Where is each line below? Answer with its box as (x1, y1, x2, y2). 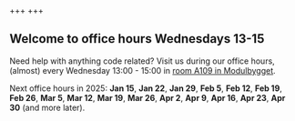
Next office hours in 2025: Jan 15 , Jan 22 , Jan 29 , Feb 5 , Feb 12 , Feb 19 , (9, 83, 282, 94)
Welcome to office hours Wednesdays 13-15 (9, 31, 265, 46)
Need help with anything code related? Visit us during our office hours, (9, 55, 275, 66)
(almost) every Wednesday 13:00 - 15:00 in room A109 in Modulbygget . (9, 65, 276, 76)
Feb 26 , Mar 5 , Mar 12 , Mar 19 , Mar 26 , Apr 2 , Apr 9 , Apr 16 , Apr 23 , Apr (9, 92, 286, 103)
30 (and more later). (9, 102, 86, 113)
